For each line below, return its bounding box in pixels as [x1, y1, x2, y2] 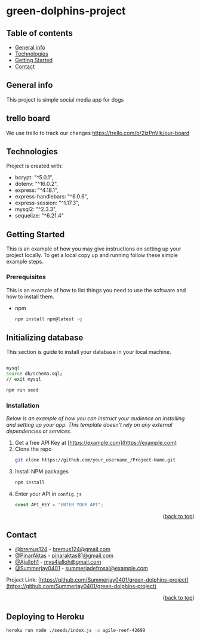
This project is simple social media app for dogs [6, 96, 124, 103]
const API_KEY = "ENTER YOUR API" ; [14, 502, 104, 507]
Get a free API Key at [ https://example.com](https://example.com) [14, 439, 177, 447]
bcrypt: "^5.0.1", [14, 174, 54, 181]
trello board [6, 114, 51, 124]
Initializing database [6, 332, 84, 343]
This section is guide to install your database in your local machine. [6, 348, 171, 356]
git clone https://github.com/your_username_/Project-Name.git [14, 457, 176, 463]
